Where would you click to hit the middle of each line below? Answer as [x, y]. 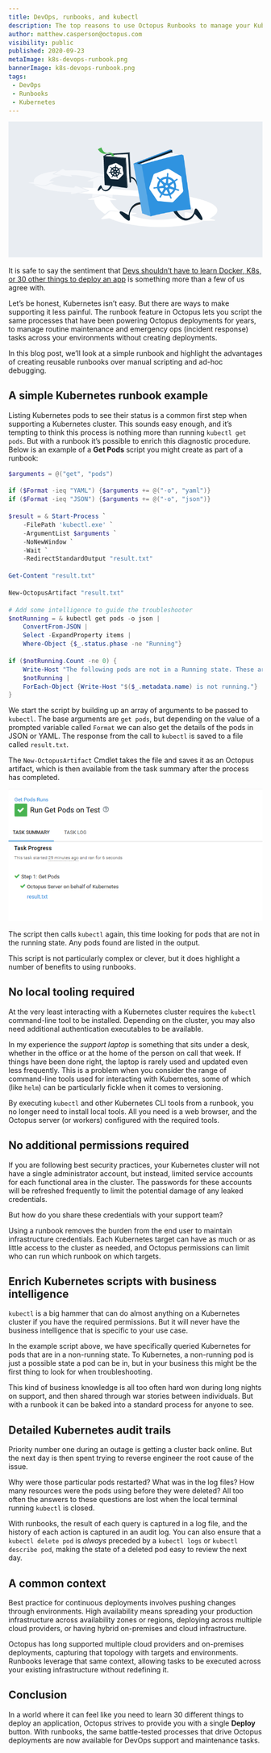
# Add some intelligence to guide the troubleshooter [101, 610]
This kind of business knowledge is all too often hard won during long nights [135, 1388]
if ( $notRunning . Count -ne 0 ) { [63, 661]
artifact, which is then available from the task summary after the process [129, 769]
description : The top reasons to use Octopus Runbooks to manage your [129, 25]
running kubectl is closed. [52, 1508]
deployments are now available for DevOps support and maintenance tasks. [134, 1740]
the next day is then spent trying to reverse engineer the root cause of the [131, 1458]
